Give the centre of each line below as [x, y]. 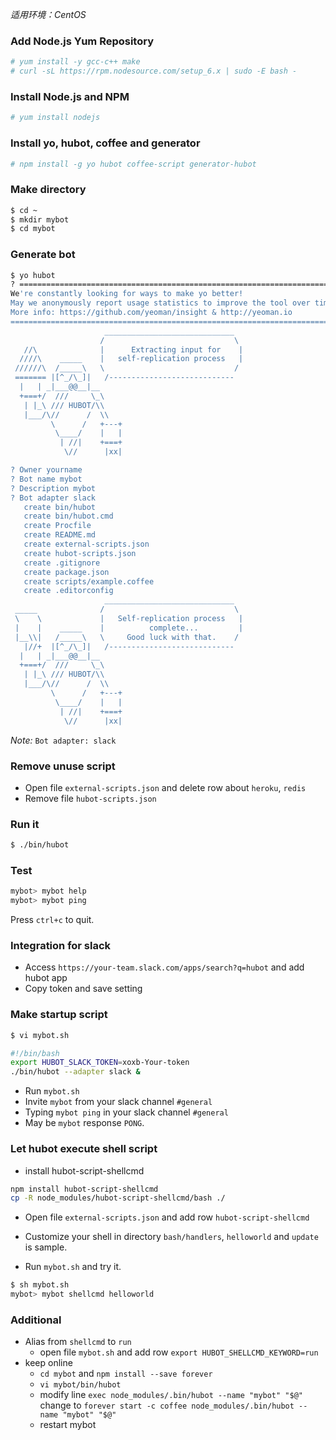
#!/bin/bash [35, 1053]
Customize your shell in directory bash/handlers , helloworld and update [171, 1237]
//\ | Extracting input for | [133, 349]
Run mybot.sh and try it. [73, 1267]
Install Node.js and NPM [70, 96]
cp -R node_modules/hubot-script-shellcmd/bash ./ [118, 1198]
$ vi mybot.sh [40, 1035]
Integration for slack [61, 946]
